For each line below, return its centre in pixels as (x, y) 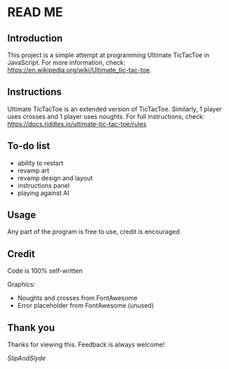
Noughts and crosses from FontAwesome (78, 298)
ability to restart (40, 163)
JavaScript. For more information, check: (66, 63)
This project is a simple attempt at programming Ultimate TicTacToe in (108, 55)
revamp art (33, 170)
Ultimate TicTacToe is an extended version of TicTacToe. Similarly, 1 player (115, 109)
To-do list (29, 146)
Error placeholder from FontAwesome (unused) (86, 306)
